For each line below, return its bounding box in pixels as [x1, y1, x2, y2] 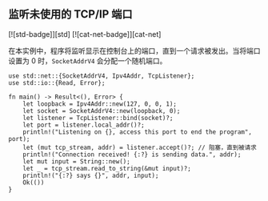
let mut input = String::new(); [22, 157, 130, 166]
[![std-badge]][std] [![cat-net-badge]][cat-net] [8, 29, 162, 38]
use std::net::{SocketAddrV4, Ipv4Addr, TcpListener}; [8, 71, 195, 80]
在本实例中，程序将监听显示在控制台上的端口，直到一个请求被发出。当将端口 [8, 46, 261, 55]
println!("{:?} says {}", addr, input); [22, 171, 159, 179]
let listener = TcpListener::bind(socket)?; [22, 114, 174, 122]
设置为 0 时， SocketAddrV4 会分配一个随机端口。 [8, 55, 167, 66]
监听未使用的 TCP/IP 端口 [8, 7, 134, 22]
